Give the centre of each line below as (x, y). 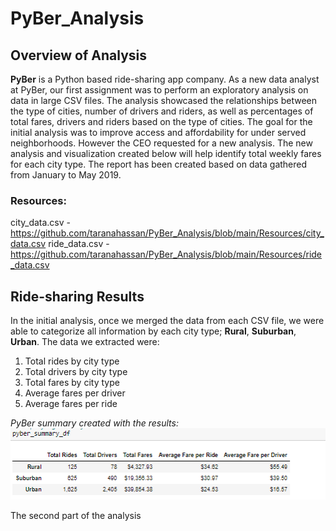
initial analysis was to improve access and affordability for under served (158, 132)
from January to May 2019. (66, 175)
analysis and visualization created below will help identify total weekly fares (166, 153)
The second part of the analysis (76, 515)
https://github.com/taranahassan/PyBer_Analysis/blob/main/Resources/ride (166, 254)
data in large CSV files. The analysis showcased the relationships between (163, 100)
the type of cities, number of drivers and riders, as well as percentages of (162, 111)
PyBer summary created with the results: (94, 423)
